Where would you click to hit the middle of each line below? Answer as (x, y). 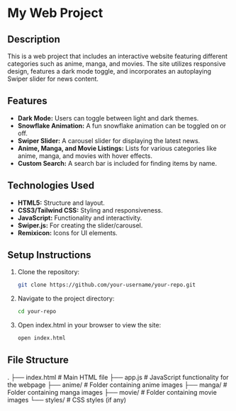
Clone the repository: (49, 272)
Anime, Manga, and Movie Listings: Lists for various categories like (117, 148)
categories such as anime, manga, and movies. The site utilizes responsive (117, 64)
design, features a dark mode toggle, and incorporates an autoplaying (109, 71)
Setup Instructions (49, 255)
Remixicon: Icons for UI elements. (68, 232)
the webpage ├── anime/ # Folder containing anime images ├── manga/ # (117, 385)
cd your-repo (37, 312)
